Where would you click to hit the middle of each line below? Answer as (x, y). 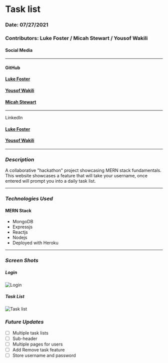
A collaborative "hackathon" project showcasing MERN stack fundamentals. (83, 170)
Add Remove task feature (38, 350)
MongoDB (23, 222)
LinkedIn (14, 118)
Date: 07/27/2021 (27, 25)
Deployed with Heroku (35, 243)
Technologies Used (29, 199)
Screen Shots (22, 261)
